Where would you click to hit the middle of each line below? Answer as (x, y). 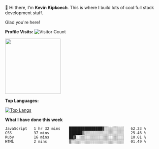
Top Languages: (22, 101)
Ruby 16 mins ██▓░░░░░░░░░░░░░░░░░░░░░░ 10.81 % (76, 137)
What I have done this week (34, 120)
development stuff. (24, 13)
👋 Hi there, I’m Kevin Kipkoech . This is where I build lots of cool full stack (79, 8)
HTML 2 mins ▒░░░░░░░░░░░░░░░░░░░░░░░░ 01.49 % (76, 142)
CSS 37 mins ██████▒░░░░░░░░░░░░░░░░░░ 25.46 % (76, 133)
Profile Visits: (19, 32)
